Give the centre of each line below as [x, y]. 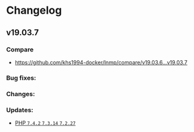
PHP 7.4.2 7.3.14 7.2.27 [45, 123]
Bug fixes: [21, 78]
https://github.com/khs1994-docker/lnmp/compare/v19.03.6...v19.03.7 [101, 62]
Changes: [21, 94]
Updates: [20, 110]
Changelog [34, 10]
